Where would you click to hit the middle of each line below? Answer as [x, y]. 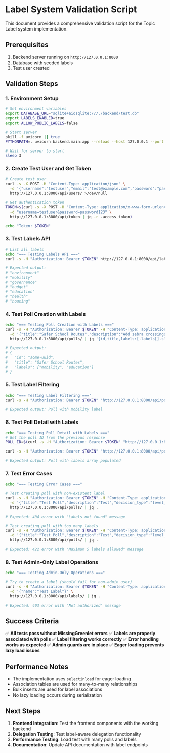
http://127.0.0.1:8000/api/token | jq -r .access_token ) [71, 217]
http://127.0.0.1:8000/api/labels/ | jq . [55, 596]
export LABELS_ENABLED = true [35, 118]
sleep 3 [13, 156]
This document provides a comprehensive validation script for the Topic [80, 23]
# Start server [21, 132]
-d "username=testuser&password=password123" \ [61, 212]
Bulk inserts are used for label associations [57, 689]
